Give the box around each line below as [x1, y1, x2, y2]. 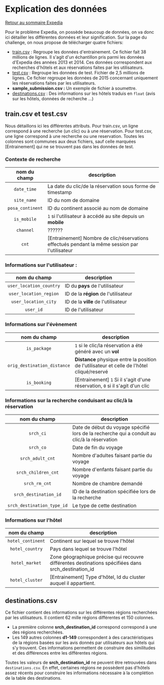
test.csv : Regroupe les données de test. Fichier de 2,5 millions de [12, 69, 145, 75]
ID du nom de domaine [47, 197, 100, 204]
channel [16, 227, 34, 233]
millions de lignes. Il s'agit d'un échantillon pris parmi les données [12, 54, 145, 60]
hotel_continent [7, 538, 45, 544]
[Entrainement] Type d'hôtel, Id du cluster [49, 574, 145, 580]
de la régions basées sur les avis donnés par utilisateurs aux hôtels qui [12, 640, 155, 646]
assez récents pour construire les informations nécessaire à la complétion [5, 670, 154, 676]
